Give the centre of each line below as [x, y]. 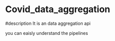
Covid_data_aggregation [58, 9]
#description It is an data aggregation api [48, 23]
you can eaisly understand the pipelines [47, 33]
